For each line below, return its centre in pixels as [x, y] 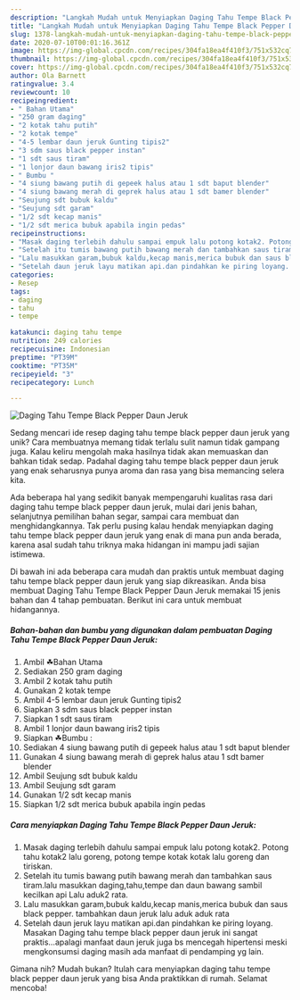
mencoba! [28, 988]
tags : [20, 291]
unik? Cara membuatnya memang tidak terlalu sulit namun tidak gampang [145, 442]
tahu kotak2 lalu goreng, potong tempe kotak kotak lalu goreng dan [146, 857]
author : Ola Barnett [49, 76]
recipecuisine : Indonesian [60, 349]
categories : [32, 275]
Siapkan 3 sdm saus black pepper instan [97, 710]
